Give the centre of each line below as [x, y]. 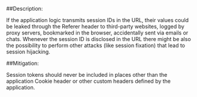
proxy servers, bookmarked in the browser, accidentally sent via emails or [97, 33]
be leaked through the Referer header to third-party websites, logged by [95, 26]
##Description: [25, 9]
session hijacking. [28, 52]
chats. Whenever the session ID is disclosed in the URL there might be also [99, 39]
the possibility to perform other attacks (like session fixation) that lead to [96, 45]
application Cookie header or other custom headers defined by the [89, 81]
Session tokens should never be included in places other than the [87, 75]
